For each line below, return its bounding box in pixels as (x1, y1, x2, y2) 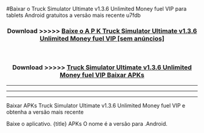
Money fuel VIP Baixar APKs (59, 71, 144, 80)
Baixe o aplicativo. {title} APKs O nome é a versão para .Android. (6, 120, 168, 127)
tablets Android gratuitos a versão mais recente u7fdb (6, 12, 141, 19)
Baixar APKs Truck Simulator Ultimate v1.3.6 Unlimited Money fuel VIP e (6, 101, 186, 109)
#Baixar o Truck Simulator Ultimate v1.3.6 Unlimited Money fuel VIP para (6, 5, 187, 12)
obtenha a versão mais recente (6, 108, 84, 115)
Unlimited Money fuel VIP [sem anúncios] (39, 34, 165, 43)
